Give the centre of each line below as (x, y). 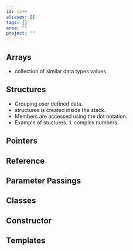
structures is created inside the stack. (60, 110)
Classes (21, 201)
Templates (26, 241)
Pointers (22, 141)
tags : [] (17, 22)
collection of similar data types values (60, 71)
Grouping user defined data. (49, 104)
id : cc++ (17, 11)
